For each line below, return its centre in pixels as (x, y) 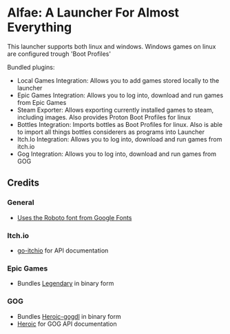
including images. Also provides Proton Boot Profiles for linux (104, 117)
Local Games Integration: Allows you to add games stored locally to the (118, 80)
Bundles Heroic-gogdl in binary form (69, 316)
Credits (23, 183)
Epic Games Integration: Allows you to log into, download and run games (120, 95)
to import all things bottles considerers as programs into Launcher (111, 132)
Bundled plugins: (31, 67)
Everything (40, 27)
